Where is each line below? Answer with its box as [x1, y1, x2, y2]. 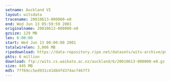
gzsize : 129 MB [5, 31, 38, 36]
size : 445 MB [5, 63, 33, 68]
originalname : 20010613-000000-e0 [5, 26, 79, 31]
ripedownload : [5, 49, 36, 54]
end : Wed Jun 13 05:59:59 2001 [5, 21, 72, 27]
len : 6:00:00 [5, 36, 33, 41]
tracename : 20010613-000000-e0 [5, 17, 72, 22]
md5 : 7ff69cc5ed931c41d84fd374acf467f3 [5, 68, 90, 73]
